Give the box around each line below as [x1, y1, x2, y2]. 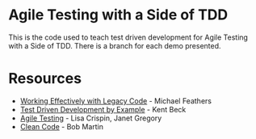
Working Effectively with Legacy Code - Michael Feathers [19, 95, 212, 106]
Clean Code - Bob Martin [19, 121, 103, 131]
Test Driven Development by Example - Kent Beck [19, 104, 187, 114]
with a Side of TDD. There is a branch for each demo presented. [8, 40, 221, 50]
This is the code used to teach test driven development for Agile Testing [8, 32, 249, 42]
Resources [8, 69, 82, 88]
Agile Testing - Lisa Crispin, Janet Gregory [19, 113, 162, 123]
